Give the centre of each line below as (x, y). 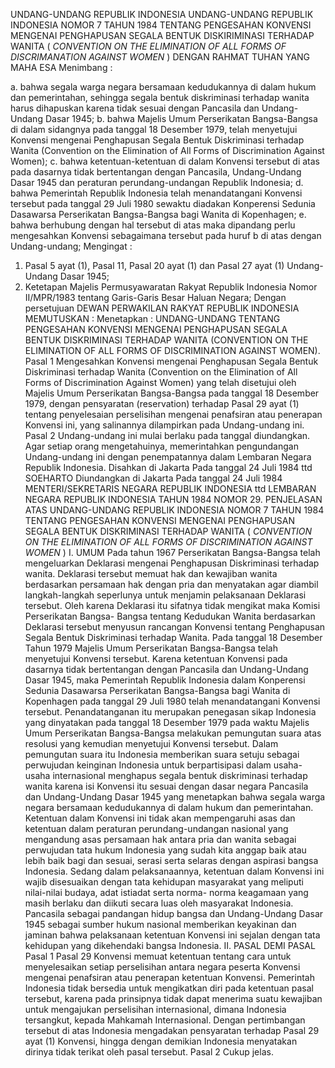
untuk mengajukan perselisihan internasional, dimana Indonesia (155, 1009)
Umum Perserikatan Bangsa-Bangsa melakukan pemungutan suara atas (173, 733)
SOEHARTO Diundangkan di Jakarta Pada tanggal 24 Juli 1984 (153, 478)
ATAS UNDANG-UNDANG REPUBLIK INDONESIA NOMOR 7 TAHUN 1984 (174, 510)
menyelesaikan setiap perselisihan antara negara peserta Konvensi (162, 967)
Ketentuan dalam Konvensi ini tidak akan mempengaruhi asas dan (160, 818)
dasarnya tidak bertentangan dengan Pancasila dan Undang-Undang (166, 669)
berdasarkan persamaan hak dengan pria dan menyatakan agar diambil (171, 584)
